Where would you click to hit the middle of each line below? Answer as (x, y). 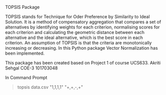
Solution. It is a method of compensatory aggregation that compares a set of (83, 22)
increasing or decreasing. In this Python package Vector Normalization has (82, 48)
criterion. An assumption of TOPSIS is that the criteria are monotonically (79, 43)
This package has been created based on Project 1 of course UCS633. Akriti (83, 63)
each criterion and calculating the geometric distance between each (75, 32)
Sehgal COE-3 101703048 (31, 68)
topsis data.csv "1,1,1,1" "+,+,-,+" (50, 87)
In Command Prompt (26, 78)
